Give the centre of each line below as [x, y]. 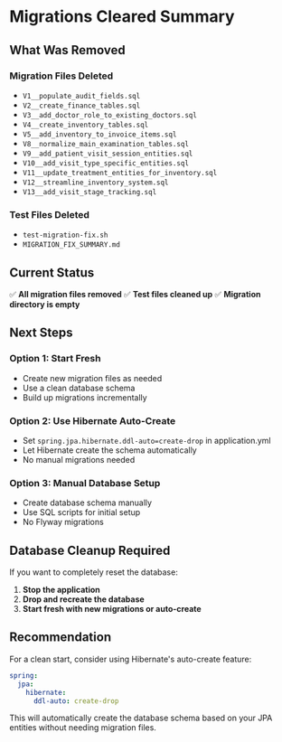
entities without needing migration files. [83, 728]
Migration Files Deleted [61, 76]
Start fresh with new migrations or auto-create [112, 609]
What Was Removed [67, 50]
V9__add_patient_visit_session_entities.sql [108, 154]
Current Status [52, 272]
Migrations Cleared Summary [122, 17]
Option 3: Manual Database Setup [85, 483]
